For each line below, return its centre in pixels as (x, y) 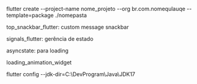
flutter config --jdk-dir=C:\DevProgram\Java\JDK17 (71, 74)
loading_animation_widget (39, 62)
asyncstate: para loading (38, 51)
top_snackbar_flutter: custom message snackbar (68, 27)
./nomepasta (71, 15)
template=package (30, 15)
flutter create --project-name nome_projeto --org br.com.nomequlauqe (96, 9)
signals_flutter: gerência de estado (50, 39)
